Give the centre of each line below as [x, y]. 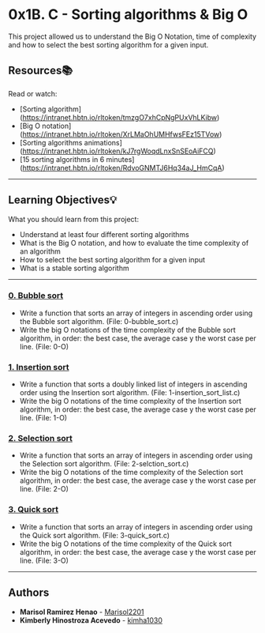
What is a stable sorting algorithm [74, 268]
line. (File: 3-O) [44, 560]
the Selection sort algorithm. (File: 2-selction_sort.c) [104, 464]
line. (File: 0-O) [44, 346]
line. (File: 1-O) [43, 418]
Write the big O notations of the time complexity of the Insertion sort [131, 401]
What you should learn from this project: [74, 219]
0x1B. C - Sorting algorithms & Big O [128, 15]
